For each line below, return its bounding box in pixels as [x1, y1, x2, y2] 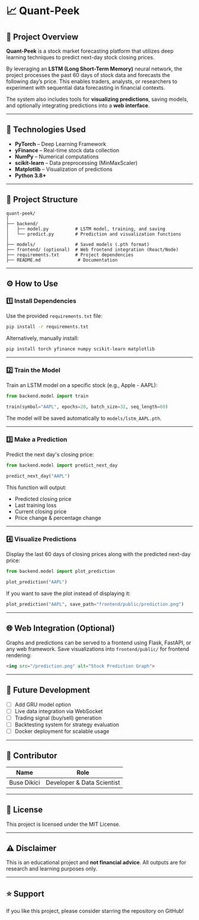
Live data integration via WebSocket [14, 707, 103, 714]
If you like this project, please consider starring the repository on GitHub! [6, 908, 184, 915]
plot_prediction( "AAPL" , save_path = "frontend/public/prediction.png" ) [6, 602, 184, 608]
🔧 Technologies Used [6, 124, 86, 135]
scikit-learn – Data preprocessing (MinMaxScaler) [14, 159, 138, 166]
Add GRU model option [14, 701, 71, 708]
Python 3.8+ [14, 172, 46, 179]
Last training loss [14, 501, 57, 509]
